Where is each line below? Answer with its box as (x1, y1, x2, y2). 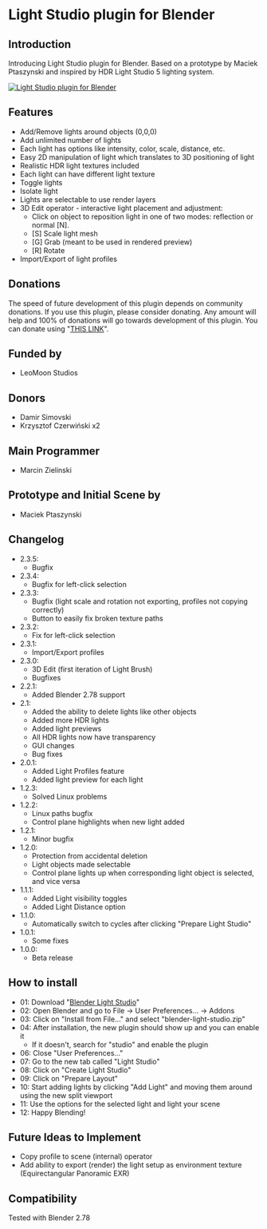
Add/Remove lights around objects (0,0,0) (19, 126, 158, 137)
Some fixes (31, 936, 69, 946)
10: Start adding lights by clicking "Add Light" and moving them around (19, 1082, 253, 1092)
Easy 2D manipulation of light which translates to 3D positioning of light (19, 152, 255, 161)
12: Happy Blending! (19, 1108, 86, 1117)
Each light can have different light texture (19, 169, 155, 179)
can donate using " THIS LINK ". (8, 323, 109, 333)
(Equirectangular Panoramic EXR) (19, 1168, 130, 1179)
